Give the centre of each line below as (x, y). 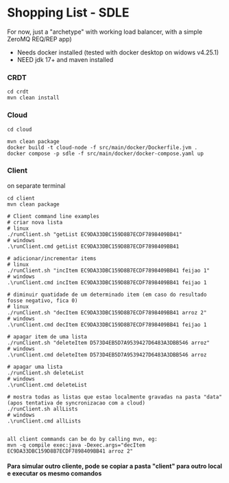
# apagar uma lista (35, 367)
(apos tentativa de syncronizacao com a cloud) (76, 403)
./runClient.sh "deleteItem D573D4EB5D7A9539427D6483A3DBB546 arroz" (109, 343)
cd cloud (20, 129)
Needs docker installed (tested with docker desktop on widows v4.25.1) (118, 52)
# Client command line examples (53, 216)
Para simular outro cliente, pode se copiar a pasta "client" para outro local (115, 466)
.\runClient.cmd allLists (44, 421)
